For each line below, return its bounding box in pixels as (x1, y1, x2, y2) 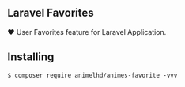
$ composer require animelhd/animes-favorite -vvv (7, 71, 178, 79)
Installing (7, 51, 55, 64)
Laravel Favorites (7, 6, 94, 20)
